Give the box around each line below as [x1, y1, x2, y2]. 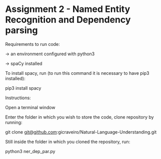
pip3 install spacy [5, 85, 41, 91]
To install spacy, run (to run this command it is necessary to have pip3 [5, 70, 149, 76]
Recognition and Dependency [5, 14, 131, 25]
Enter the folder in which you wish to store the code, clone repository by [5, 114, 154, 120]
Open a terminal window [5, 104, 55, 110]
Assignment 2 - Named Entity [5, 3, 130, 15]
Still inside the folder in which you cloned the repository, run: [5, 139, 130, 145]
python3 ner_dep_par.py [5, 148, 55, 154]
